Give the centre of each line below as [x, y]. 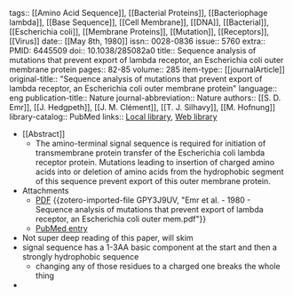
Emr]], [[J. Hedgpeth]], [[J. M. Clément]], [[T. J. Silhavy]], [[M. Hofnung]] [143, 107]
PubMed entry [62, 228]
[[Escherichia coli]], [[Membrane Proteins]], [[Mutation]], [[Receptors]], [139, 32]
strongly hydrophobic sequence [80, 256]
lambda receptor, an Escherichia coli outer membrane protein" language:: [143, 88]
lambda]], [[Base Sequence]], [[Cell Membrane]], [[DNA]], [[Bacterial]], [139, 22]
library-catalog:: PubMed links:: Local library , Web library [113, 116]
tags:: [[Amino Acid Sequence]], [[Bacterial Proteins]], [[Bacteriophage [139, 13]
